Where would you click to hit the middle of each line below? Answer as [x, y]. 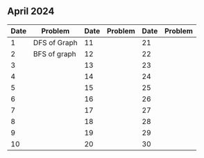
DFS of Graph [56, 42]
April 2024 [31, 11]
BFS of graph [55, 53]
